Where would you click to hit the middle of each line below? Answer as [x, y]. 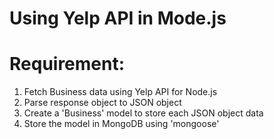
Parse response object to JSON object [102, 103]
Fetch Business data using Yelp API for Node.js [120, 92]
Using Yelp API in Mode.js [118, 18]
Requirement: [67, 64]
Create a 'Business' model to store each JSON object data [143, 113]
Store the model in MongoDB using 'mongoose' [121, 124]
